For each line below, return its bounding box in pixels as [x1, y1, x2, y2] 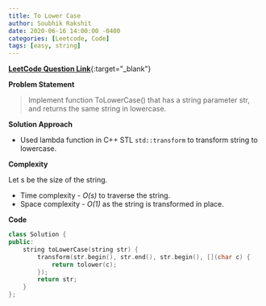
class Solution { [8, 231, 67, 239]
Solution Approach [8, 119, 73, 129]
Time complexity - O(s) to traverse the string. [19, 191, 171, 200]
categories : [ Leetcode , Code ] [8, 34, 110, 43]
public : [8, 238, 35, 246]
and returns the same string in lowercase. [27, 104, 167, 114]
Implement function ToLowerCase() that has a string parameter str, [27, 95, 250, 105]
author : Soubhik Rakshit [8, 19, 92, 27]
